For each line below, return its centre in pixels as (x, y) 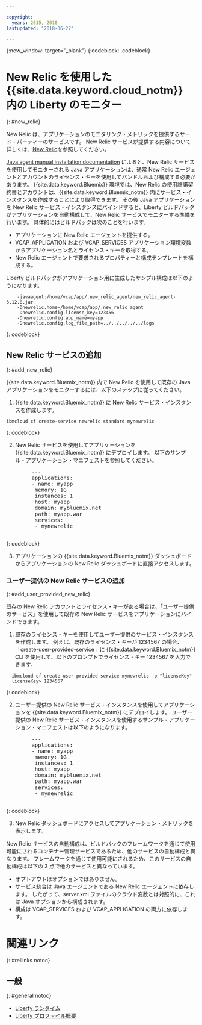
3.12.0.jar (20, 302)
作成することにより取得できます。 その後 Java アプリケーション (116, 200)
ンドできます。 (25, 622)
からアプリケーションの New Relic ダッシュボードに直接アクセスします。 (105, 564)
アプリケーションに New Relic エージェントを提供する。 (84, 235)
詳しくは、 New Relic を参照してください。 (58, 149)
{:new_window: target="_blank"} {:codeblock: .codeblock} (78, 51)
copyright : (20, 17)
